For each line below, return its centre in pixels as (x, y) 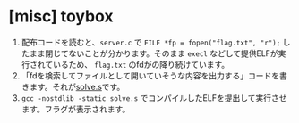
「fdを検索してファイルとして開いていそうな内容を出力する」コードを (150, 75)
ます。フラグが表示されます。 (76, 109)
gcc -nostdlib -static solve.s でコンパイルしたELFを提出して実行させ (154, 98)
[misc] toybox (61, 16)
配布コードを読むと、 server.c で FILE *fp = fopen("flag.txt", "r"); (151, 42)
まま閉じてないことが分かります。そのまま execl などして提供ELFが (154, 53)
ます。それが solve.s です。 (77, 86)
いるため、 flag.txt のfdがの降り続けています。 (141, 64)
